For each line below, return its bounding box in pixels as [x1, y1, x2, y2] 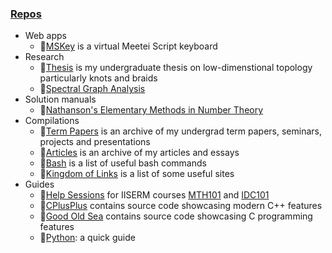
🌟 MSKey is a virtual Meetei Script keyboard [39, 40, 218, 52]
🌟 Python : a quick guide [39, 232, 136, 244]
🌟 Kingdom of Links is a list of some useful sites [39, 168, 235, 180]
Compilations [24, 115, 80, 127]
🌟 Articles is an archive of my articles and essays [39, 147, 240, 159]
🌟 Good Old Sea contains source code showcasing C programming [39, 210, 313, 222]
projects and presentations [39, 136, 151, 148]
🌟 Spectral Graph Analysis [39, 83, 146, 95]
